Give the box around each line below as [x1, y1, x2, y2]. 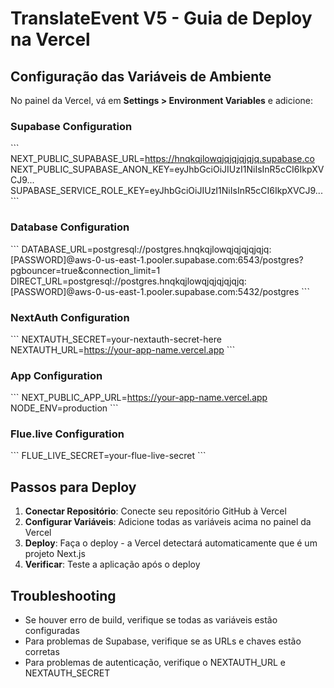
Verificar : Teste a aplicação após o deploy [24, 558, 201, 571]
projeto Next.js [24, 548, 86, 560]
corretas [24, 646, 60, 658]
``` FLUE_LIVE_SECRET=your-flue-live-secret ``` [10, 450, 207, 462]
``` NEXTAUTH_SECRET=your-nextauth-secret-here [10, 333, 222, 345]
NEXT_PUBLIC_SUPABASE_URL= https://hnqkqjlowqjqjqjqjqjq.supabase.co [10, 153, 315, 165]
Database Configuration [10, 220, 130, 234]
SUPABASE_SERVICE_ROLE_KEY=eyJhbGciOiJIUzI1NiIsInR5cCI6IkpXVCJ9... [10, 185, 323, 197]
